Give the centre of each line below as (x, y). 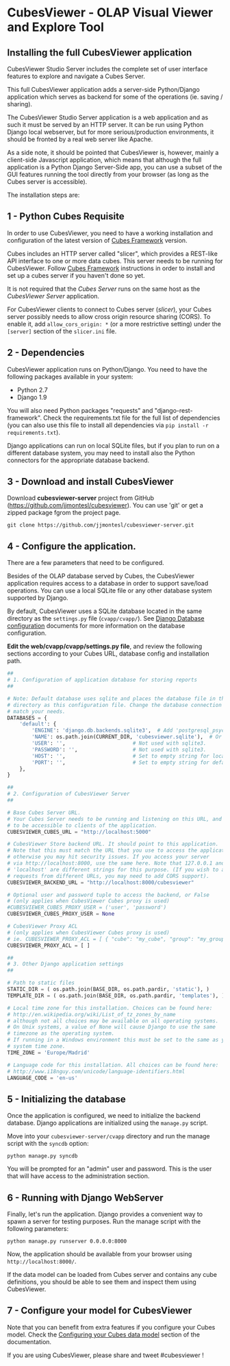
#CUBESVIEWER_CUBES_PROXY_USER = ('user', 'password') (87, 908)
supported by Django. (38, 598)
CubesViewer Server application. (53, 296)
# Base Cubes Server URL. (44, 813)
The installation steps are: (43, 195)
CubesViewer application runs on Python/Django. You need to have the (107, 369)
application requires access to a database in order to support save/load (108, 584)
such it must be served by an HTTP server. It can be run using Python (105, 124)
